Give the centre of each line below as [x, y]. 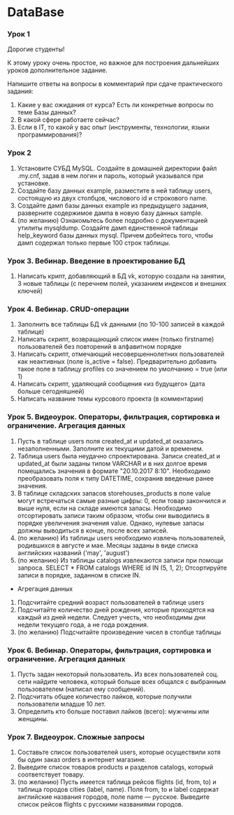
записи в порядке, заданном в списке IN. [79, 575]
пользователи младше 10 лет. [61, 704]
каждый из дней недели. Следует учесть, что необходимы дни [111, 617]
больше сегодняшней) [51, 391]
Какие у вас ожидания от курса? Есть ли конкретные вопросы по [116, 105]
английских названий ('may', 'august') [73, 553]
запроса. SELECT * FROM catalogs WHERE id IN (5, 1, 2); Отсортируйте [122, 568]
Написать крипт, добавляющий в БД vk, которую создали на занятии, [122, 276]
